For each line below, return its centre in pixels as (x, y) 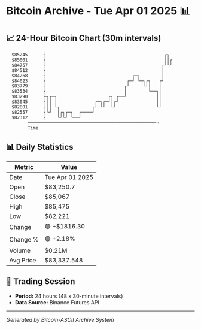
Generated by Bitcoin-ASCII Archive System (60, 319)
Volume (20, 250)
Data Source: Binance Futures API (57, 302)
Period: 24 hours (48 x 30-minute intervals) (69, 296)
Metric (24, 167)
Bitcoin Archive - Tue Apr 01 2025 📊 (98, 11)
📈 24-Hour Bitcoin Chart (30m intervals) (84, 38)
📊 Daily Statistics (40, 147)
